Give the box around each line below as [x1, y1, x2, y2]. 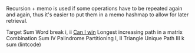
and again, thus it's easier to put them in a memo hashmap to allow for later [6, 11, 189, 18]
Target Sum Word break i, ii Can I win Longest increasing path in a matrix [6, 29, 183, 36]
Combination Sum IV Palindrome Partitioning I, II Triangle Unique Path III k [6, 35, 184, 41]
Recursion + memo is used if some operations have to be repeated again [6, 5, 183, 12]
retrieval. [6, 17, 28, 24]
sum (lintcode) [6, 41, 41, 48]
